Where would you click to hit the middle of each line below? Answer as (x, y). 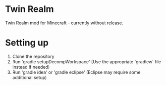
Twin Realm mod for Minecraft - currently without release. (64, 23)
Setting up (27, 43)
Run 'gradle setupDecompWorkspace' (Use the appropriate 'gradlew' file (87, 62)
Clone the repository (33, 56)
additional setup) (29, 77)
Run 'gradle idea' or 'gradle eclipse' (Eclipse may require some (76, 72)
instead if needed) (31, 67)
